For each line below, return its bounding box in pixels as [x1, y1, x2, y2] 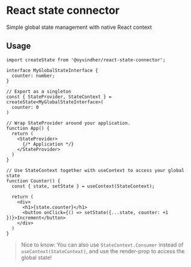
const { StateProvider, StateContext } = [6, 94, 112, 100]
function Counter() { [6, 178, 61, 184]
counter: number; [11, 73, 55, 79]
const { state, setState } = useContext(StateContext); [11, 183, 155, 189]
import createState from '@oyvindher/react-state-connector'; [6, 57, 166, 63]
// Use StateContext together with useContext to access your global [6, 167, 185, 173]
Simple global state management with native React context [6, 23, 152, 31]
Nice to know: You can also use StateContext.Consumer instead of [20, 241, 184, 248]
